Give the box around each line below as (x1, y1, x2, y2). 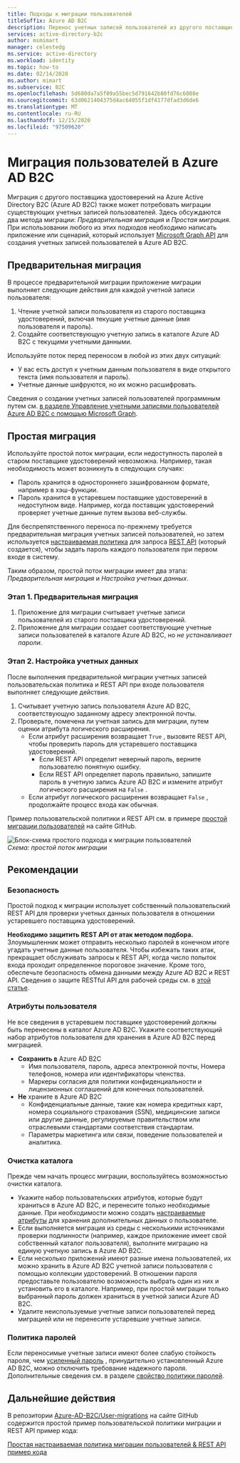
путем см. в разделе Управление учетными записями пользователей (7, 401, 219, 411)
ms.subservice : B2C (7, 84, 66, 91)
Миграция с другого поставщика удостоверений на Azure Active (7, 193, 204, 201)
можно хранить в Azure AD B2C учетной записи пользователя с (17, 1262, 213, 1270)
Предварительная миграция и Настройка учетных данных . (7, 574, 189, 583)
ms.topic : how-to (7, 64, 59, 71)
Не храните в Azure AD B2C (17, 1092, 102, 1101)
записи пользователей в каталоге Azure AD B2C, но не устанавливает (17, 631, 232, 639)
